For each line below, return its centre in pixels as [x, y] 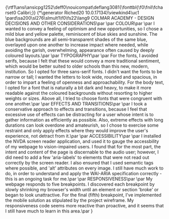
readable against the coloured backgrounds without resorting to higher [79, 93]
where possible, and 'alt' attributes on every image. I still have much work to [84, 168]
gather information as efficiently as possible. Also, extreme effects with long [84, 120]
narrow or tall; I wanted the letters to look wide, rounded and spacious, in [81, 77]
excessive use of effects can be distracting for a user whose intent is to [79, 115]
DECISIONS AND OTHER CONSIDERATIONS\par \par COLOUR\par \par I [80, 23]
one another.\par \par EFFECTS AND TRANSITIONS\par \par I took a [76, 104]
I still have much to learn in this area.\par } [49, 211]
